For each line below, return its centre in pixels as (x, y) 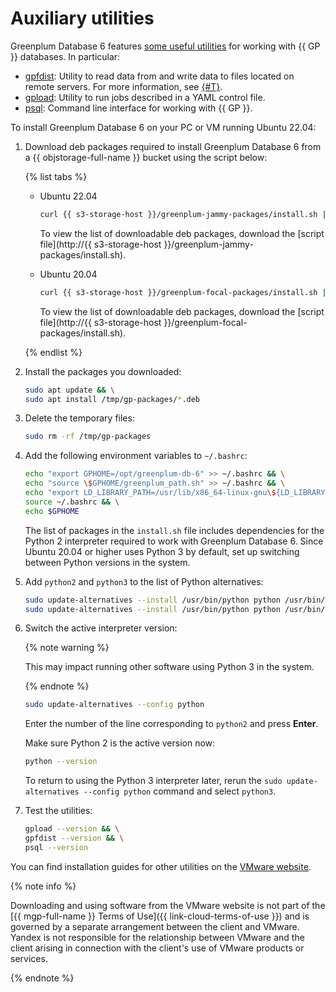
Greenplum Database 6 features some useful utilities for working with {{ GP (165, 46)
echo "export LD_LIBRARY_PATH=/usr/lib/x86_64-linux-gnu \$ (150, 493)
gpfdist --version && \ (74, 838)
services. (29, 958)
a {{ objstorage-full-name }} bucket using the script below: (146, 157)
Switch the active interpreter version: (101, 628)
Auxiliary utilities (82, 18)
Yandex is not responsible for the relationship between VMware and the (157, 937)
